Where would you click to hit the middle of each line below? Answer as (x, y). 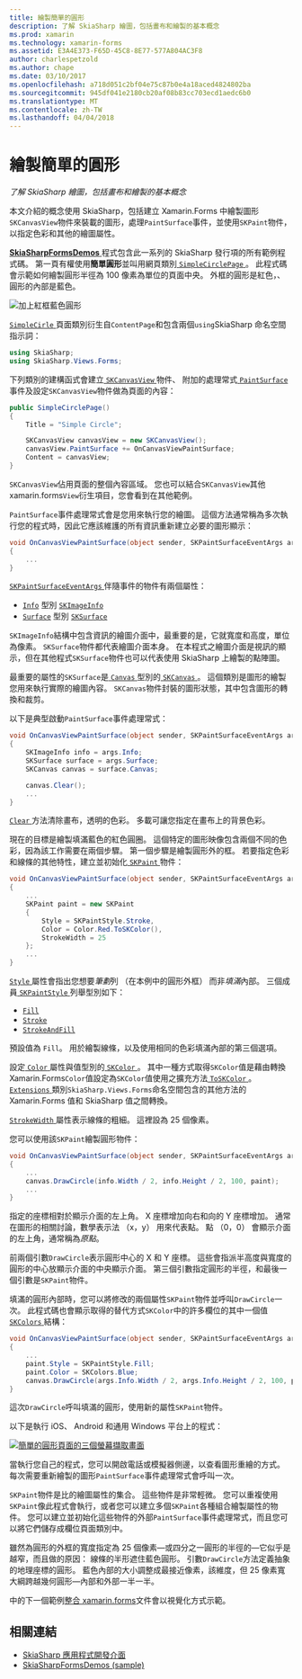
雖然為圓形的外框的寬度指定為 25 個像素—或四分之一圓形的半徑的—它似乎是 (150, 1548)
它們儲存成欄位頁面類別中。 (76, 1529)
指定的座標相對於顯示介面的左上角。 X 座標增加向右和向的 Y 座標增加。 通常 (150, 1216)
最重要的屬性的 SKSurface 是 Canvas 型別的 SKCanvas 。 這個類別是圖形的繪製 (148, 677)
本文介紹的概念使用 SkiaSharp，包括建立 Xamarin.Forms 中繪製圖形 (134, 211)
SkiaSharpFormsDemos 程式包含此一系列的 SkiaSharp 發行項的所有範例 (144, 253)
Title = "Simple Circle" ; (74, 424)
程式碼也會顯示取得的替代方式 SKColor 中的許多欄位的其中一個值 (151, 1310)
